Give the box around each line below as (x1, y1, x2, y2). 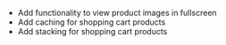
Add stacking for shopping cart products (17, 26, 168, 36)
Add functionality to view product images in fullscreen (17, 8, 217, 18)
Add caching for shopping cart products (17, 17, 166, 27)
